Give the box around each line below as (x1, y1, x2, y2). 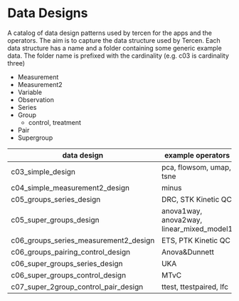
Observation (17, 95, 55, 104)
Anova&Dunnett (161, 247, 215, 257)
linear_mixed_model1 (161, 223, 233, 233)
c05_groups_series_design (11, 194, 101, 204)
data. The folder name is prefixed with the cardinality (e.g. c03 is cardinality (7, 51, 230, 60)
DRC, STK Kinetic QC (161, 194, 233, 204)
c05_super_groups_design (11, 215, 100, 225)
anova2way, (161, 215, 203, 225)
